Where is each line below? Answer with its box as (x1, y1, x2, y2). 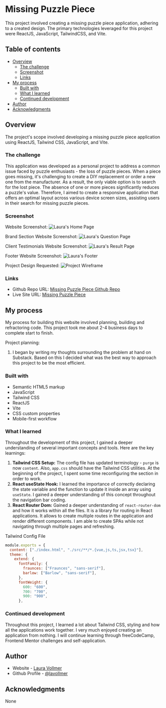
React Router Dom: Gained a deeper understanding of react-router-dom (12, 502, 161, 508)
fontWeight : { (18, 580, 48, 585)
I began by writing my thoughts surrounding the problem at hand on (12, 350, 152, 355)
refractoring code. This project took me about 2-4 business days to (5, 325, 143, 331)
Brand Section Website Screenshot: (5, 234, 78, 240)
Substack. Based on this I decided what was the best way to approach (12, 354, 157, 360)
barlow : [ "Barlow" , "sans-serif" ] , (23, 571, 97, 576)
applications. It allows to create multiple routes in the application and (12, 513, 153, 519)
